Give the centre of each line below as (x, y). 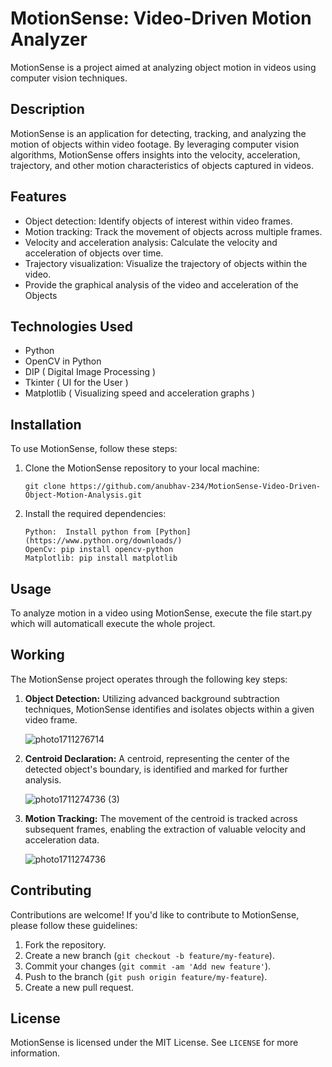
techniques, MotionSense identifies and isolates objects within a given (169, 709)
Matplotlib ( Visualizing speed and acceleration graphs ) (140, 393)
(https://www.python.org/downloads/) (103, 541)
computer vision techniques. (69, 78)
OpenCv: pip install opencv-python (99, 550)
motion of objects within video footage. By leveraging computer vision (155, 144)
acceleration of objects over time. (94, 253)
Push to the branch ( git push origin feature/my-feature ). (146, 976)
